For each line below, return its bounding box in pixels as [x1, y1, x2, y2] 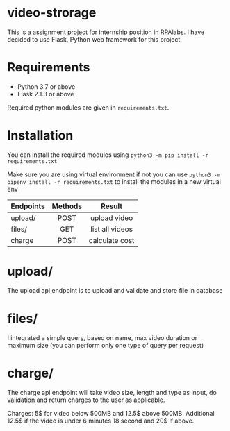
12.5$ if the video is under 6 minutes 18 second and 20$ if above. [7, 416, 195, 425]
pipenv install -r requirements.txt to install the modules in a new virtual [7, 177, 221, 185]
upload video [90, 213, 133, 223]
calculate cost [88, 235, 135, 245]
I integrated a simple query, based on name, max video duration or [7, 333, 198, 341]
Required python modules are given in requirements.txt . [7, 103, 170, 112]
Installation [7, 128, 74, 144]
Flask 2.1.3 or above [17, 90, 74, 98]
